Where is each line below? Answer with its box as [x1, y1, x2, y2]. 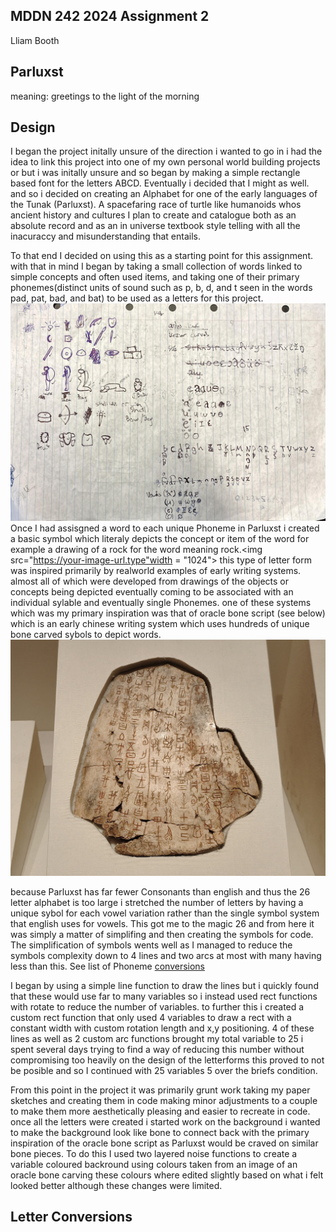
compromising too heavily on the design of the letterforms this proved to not [10, 1054, 325, 1066]
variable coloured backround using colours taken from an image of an [10, 1158, 298, 1170]
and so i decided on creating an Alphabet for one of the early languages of [10, 188, 318, 200]
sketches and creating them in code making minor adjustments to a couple [10, 1094, 318, 1106]
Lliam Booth [10, 34, 60, 46]
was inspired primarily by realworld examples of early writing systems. [10, 564, 302, 576]
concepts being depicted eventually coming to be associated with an [10, 585, 294, 598]
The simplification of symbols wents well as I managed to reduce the [10, 939, 293, 951]
